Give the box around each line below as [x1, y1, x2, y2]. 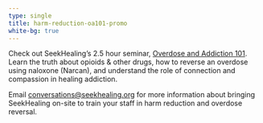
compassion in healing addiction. [8, 74, 118, 84]
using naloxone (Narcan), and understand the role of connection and [8, 66, 236, 76]
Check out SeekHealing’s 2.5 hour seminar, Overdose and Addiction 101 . [8, 49, 248, 59]
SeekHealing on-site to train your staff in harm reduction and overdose [8, 98, 243, 109]
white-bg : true [8, 27, 60, 35]
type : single [8, 11, 52, 20]
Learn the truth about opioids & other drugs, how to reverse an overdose [8, 57, 249, 67]
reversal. [8, 107, 38, 117]
